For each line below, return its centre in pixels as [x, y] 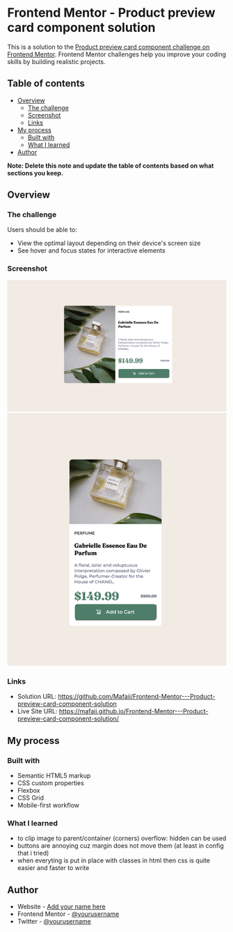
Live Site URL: [37, 711]
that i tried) [33, 853]
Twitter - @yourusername [54, 922]
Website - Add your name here [61, 907]
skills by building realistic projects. [56, 61]
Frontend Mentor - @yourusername [68, 914]
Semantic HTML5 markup [54, 775]
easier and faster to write [53, 868]
